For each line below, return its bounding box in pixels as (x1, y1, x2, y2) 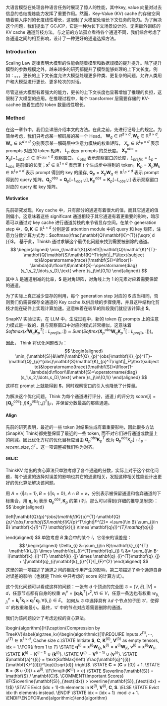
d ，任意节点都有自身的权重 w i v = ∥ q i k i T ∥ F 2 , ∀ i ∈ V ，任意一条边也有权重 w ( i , (5, 589, 159, 597)
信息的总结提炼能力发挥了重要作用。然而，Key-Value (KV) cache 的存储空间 (5, 10, 160, 16)
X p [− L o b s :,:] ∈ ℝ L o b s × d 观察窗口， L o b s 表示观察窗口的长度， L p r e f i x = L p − (5, 154, 158, 162)
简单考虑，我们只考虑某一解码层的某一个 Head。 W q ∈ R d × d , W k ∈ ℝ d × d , (5, 132, 159, 140)
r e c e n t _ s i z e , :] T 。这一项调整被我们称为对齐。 (5, 443, 97, 450)
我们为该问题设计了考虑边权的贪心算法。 (5, 615, 88, 621)
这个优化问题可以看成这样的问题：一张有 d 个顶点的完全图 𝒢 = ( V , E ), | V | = (5, 584, 157, 590)
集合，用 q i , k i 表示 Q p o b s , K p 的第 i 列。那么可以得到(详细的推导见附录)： (9, 497, 159, 505)
